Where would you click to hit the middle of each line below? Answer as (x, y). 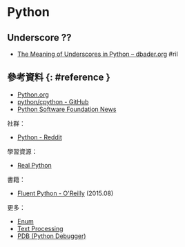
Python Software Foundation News (67, 109)
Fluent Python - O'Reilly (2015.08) (65, 193)
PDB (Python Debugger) (51, 236)
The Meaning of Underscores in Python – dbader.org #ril (97, 54)
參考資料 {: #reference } (59, 78)
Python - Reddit (39, 137)
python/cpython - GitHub (53, 101)
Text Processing (40, 228)
